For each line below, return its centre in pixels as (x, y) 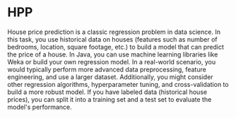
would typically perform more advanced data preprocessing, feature (107, 69)
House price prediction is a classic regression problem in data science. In (114, 32)
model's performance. (40, 107)
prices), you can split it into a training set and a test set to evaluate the (110, 99)
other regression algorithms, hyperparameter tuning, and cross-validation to (118, 84)
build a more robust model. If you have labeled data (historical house (107, 92)
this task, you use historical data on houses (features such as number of (112, 39)
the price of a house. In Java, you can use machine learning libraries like (113, 54)
